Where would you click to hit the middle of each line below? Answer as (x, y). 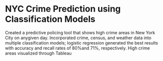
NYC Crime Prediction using (63, 9)
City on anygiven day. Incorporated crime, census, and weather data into (78, 38)
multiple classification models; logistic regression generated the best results (82, 43)
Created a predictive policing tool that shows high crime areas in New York (80, 32)
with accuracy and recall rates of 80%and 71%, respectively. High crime (78, 48)
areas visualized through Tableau (38, 53)
